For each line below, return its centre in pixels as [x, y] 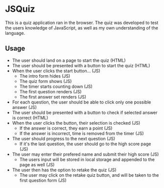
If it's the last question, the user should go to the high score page [85, 144]
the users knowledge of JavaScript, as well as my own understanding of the [82, 27]
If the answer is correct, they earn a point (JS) [66, 128]
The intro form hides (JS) [45, 76]
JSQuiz [20, 9]
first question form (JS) [43, 180]
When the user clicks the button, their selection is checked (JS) [76, 123]
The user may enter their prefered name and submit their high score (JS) [85, 154]
